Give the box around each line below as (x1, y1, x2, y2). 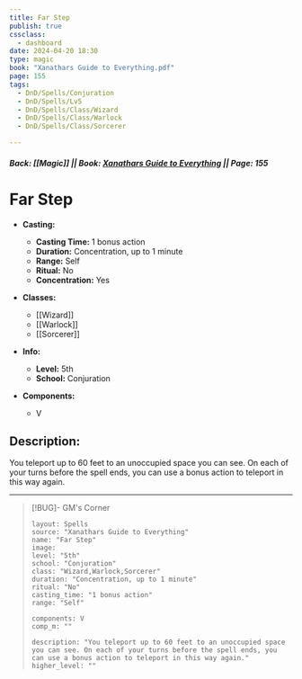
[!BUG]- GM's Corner (31, 503, 111, 514)
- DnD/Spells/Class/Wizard (17, 105, 119, 114)
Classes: (22, 291, 57, 302)
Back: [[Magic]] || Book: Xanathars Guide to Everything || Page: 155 (9, 157, 269, 168)
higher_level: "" (31, 662, 97, 671)
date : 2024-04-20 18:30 (9, 47, 99, 56)
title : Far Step (9, 13, 70, 22)
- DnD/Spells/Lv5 (17, 96, 83, 106)
